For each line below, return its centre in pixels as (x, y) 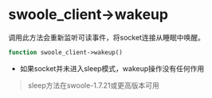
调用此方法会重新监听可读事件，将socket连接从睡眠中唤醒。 (106, 37)
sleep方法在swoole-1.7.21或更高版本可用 (93, 85)
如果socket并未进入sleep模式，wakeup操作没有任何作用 (112, 68)
